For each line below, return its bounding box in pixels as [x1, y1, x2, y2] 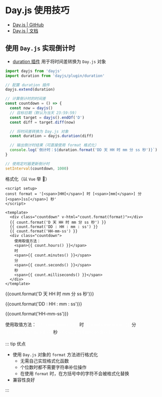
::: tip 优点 [5, 340, 26, 347]
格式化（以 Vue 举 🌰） [5, 176, 50, 182]
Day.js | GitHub [12, 21, 44, 28]
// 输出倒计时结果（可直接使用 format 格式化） [10, 143, 99, 148]
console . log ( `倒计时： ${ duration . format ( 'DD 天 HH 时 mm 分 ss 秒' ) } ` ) [10, 147, 157, 152]
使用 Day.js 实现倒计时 [5, 44, 76, 53]
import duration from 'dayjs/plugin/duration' [5, 73, 105, 78]
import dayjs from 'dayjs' [5, 68, 62, 73]
